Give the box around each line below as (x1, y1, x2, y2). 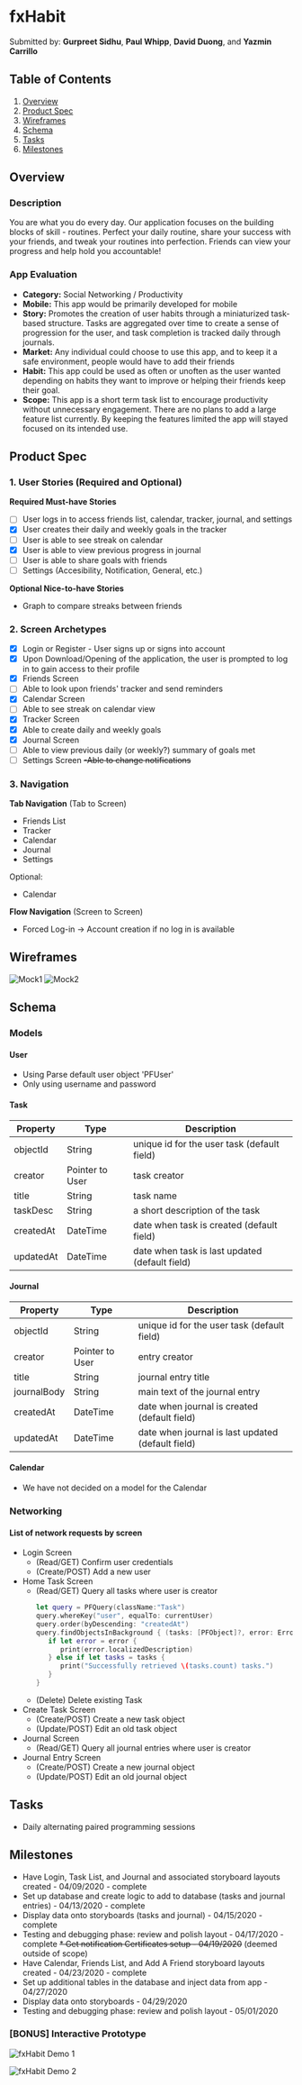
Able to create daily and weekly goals (22, 724, 162, 735)
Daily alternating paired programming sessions (22, 1821, 196, 1832)
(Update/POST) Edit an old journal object (35, 1771, 187, 1781)
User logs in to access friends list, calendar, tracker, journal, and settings (22, 514, 293, 524)
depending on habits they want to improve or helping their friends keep (22, 375, 286, 386)
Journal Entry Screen (22, 1752, 102, 1762)
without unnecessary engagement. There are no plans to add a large (22, 404, 277, 414)
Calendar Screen (22, 694, 85, 705)
